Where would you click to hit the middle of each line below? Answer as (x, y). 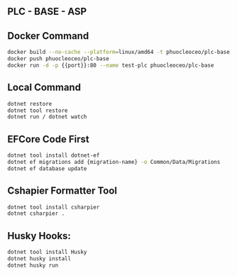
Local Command (44, 88)
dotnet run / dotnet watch (47, 117)
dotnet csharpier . (36, 214)
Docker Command (48, 36)
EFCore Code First (49, 139)
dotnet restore (30, 104)
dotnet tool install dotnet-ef (54, 155)
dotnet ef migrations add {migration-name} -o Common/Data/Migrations (114, 162)
